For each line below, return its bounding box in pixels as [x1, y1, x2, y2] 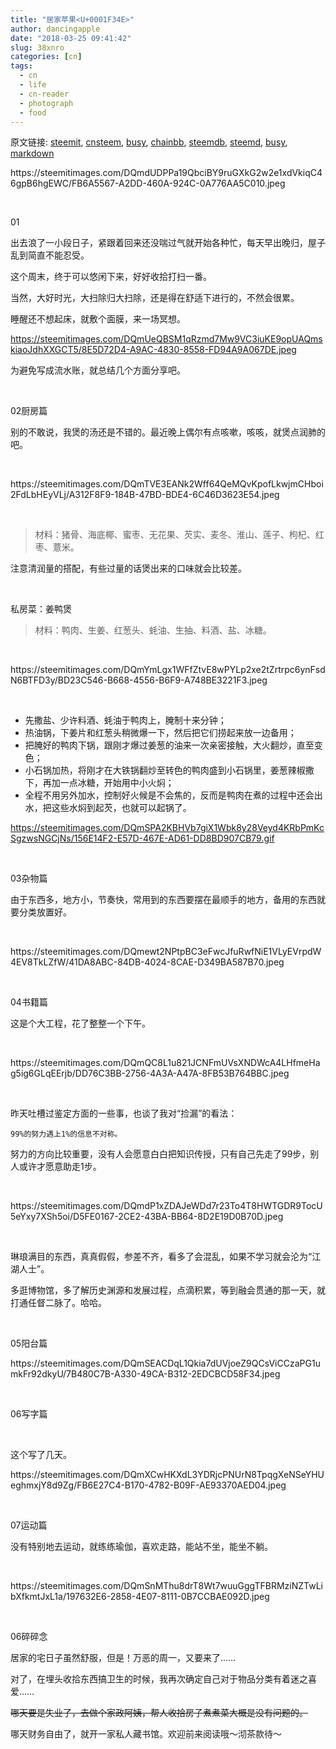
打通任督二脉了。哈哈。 [10, 1297, 107, 1309]
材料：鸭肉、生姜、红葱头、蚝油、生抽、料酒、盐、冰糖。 [34, 624, 272, 636]
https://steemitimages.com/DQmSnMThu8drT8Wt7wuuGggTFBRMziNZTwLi [10, 1580, 324, 1592]
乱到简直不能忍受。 [10, 249, 90, 261]
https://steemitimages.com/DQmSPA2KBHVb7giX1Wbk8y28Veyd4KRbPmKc [10, 822, 325, 834]
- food [19, 107, 47, 118]
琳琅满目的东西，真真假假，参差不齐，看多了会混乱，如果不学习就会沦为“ [10, 1251, 313, 1263]
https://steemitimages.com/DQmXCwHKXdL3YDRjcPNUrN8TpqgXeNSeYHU [10, 1469, 325, 1481]
